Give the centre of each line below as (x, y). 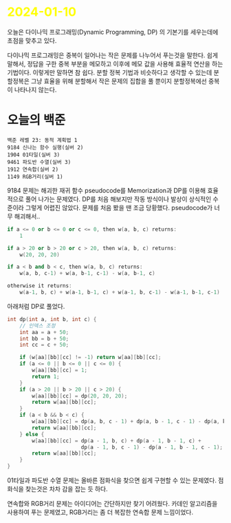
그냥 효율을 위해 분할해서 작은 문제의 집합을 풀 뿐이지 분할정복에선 (119, 81)
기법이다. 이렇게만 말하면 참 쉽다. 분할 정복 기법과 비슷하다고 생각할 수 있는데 (110, 72)
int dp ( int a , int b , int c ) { (52, 319)
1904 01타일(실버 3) (34, 155)
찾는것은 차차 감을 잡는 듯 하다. (66, 489)
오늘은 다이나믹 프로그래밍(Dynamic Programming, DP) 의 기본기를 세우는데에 (113, 32)
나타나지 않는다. (35, 90)
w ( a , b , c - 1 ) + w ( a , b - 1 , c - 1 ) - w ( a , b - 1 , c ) (88, 274)
